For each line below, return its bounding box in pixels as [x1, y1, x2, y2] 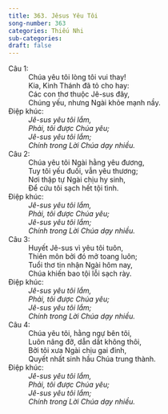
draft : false [8, 42, 52, 50]
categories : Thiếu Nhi [8, 27, 84, 35]
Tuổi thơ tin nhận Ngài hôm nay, [28, 260, 134, 270]
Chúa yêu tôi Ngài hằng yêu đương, [28, 158, 145, 167]
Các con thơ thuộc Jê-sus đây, [28, 89, 130, 99]
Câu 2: [8, 150, 30, 159]
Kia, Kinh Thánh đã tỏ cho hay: [28, 81, 130, 91]
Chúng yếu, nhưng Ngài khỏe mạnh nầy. [28, 98, 162, 108]
